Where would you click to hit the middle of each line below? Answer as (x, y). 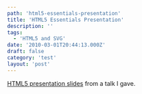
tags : (15, 32)
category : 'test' (32, 58)
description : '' (30, 26)
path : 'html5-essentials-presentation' (64, 13)
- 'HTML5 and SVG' (40, 39)
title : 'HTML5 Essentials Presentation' (66, 20)
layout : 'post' (29, 64)
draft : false (26, 52)
